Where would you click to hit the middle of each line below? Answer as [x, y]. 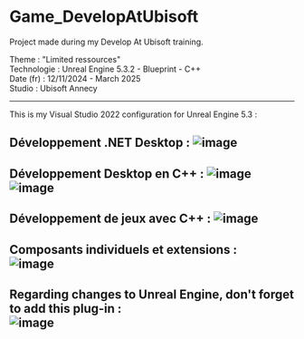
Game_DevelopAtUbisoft [104, 17]
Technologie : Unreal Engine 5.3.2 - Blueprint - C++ [105, 69]
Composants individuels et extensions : [123, 250]
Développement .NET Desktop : [100, 143]
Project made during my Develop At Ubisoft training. [106, 42]
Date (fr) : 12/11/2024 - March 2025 [75, 78]
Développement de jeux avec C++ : [110, 219]
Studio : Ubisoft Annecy [53, 88]
